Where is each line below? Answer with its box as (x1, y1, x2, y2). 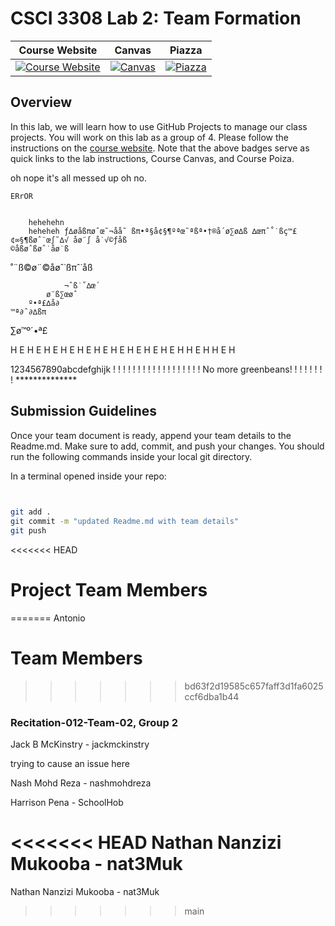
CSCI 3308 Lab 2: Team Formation (10, 7, 302, 30)
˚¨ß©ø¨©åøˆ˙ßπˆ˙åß (10, 261, 93, 273)
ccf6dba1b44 (184, 690, 240, 702)
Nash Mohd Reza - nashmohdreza (10, 777, 152, 789)
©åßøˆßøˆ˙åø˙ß (10, 243, 70, 254)
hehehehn (28, 217, 65, 227)
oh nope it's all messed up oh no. (10, 172, 147, 184)
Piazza (169, 43, 203, 57)
